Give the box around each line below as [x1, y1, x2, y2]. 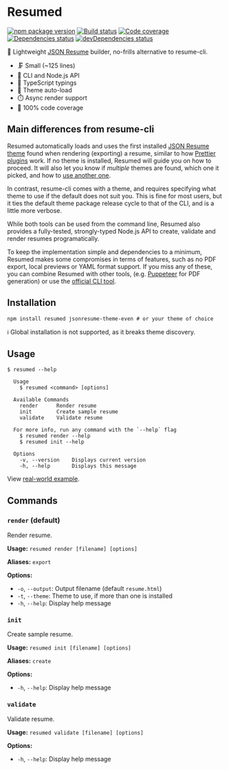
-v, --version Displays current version [19, 457, 146, 464]
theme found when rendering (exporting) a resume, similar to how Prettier [7, 149, 216, 157]
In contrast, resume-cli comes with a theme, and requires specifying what [7, 184, 217, 193]
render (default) [7, 515, 61, 525]
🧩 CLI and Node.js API [17, 71, 80, 79]
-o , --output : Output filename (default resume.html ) [17, 585, 162, 593]
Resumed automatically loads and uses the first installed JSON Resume [7, 142, 210, 150]
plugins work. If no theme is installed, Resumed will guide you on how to [7, 156, 212, 165]
